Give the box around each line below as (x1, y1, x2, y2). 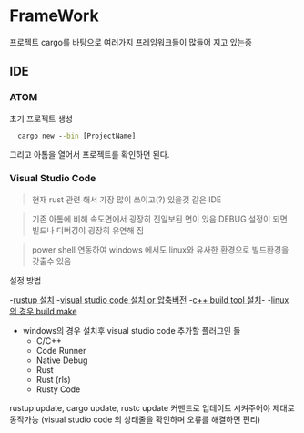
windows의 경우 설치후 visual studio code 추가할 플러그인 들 (22, 325, 241, 335)
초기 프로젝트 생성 (9, 113, 73, 124)
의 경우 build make (9, 305, 77, 316)
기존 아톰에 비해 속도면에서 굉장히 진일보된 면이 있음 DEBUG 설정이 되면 (31, 213, 289, 224)
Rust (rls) (35, 374, 71, 385)
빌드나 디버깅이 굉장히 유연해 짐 (31, 224, 144, 235)
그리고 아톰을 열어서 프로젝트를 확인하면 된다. (9, 149, 170, 160)
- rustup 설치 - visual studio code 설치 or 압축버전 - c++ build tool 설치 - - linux (9, 294, 289, 305)
